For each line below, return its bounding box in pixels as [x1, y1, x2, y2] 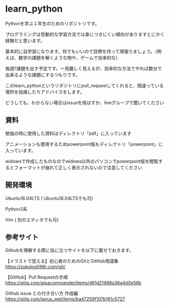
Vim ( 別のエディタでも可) [5, 216, 59, 223]
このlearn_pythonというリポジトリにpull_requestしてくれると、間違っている [5, 82, 164, 89]
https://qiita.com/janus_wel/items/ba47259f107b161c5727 [5, 296, 125, 302]
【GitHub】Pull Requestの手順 [5, 274, 68, 280]
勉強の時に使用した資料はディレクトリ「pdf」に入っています [5, 130, 132, 136]
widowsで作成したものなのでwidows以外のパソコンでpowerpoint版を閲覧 [5, 158, 158, 164]
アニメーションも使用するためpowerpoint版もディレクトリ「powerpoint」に [5, 141, 163, 147]
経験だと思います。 [5, 37, 45, 44]
